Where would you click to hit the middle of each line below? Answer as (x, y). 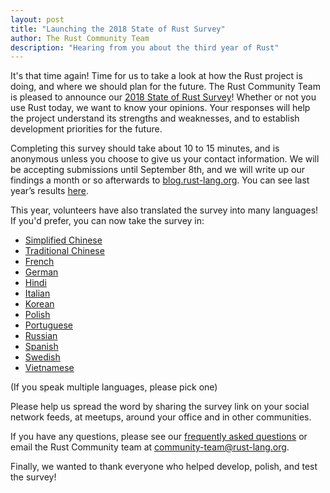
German (41, 272)
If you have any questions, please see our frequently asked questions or (159, 437)
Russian (41, 336)
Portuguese (48, 325)
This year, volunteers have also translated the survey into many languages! (164, 210)
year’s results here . (50, 191)
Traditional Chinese (64, 251)
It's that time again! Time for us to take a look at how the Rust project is (156, 76)
